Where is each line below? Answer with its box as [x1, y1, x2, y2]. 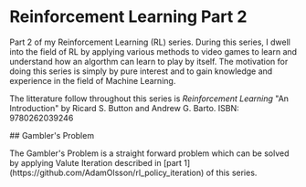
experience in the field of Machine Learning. [9, 75, 176, 86]
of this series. [206, 167, 258, 178]
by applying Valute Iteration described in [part [9, 157, 183, 168]
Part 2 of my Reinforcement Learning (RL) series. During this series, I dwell [9, 36, 290, 47]
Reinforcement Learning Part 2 [9, 6, 248, 27]
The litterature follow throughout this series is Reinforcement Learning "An [9, 93, 290, 104]
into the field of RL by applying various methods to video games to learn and [9, 46, 298, 57]
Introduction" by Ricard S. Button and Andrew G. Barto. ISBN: [9, 102, 239, 113]
